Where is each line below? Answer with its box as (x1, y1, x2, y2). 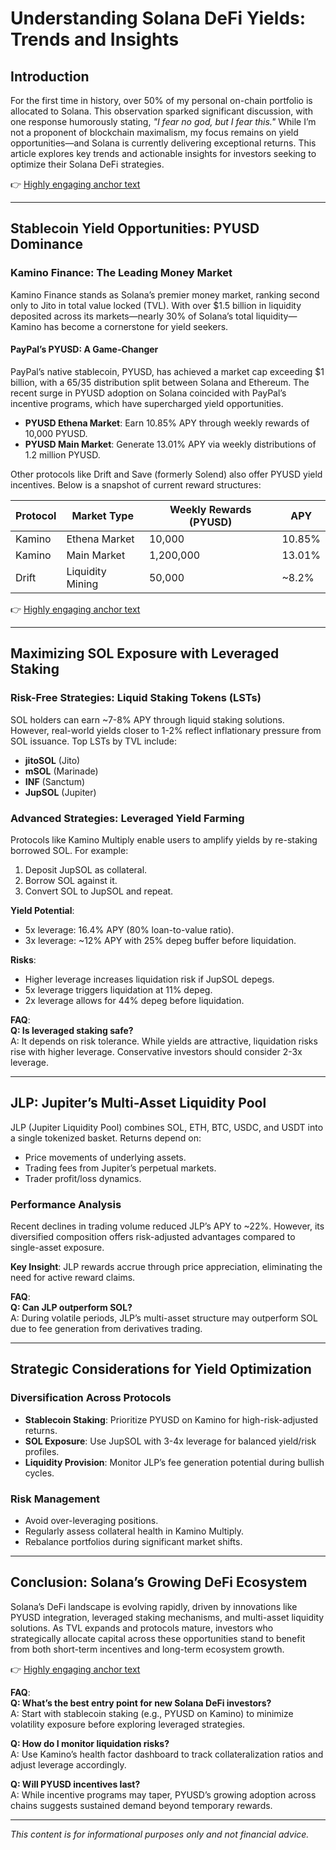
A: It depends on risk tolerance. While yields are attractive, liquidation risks (10, 1035, 318, 1047)
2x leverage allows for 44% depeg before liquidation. (24, 994, 245, 1006)
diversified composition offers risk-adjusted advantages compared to (10, 1230, 296, 1242)
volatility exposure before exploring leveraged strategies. (10, 1718, 246, 1730)
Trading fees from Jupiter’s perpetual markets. (24, 1162, 217, 1174)
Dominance (10, 236, 84, 253)
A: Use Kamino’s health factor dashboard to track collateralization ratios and (10, 1748, 324, 1760)
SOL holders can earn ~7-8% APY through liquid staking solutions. (10, 713, 285, 726)
